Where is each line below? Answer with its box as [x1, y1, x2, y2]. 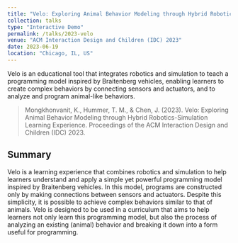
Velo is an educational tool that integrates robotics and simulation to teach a [7, 69, 229, 78]
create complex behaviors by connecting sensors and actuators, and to [7, 84, 216, 93]
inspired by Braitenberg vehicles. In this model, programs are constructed [7, 182, 222, 191]
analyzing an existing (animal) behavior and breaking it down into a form [7, 220, 218, 229]
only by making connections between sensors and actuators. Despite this [7, 190, 222, 198]
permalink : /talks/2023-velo [7, 30, 93, 38]
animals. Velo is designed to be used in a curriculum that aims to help [7, 205, 210, 213]
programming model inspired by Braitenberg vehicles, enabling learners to [7, 77, 225, 85]
